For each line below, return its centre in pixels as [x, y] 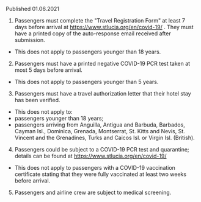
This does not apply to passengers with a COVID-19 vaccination [95, 168]
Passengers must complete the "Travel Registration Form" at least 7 [100, 20]
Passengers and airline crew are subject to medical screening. [93, 192]
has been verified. [37, 100]
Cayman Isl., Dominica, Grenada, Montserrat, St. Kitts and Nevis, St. [100, 131]
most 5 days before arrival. [49, 70]
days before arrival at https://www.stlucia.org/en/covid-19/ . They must [104, 27]
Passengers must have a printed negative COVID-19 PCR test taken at [102, 64]
